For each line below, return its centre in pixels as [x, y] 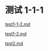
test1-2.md [16, 34]
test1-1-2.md [18, 24]
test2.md [14, 43]
